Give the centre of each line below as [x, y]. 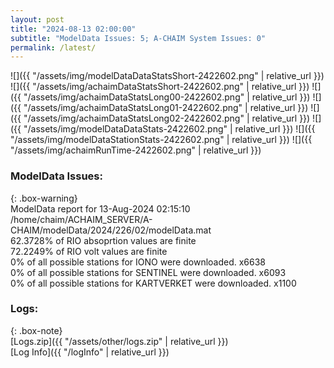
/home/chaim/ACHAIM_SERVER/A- [81, 219]
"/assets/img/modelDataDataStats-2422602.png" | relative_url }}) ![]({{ [169, 129]
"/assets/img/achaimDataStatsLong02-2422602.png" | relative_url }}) [167, 118]
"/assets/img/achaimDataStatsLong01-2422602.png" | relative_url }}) [166, 108]
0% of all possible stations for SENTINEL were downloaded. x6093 [148, 272]
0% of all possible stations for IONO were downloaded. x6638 [138, 262]
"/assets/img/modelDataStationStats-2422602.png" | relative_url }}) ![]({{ [161, 140]
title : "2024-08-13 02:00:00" [73, 29]
